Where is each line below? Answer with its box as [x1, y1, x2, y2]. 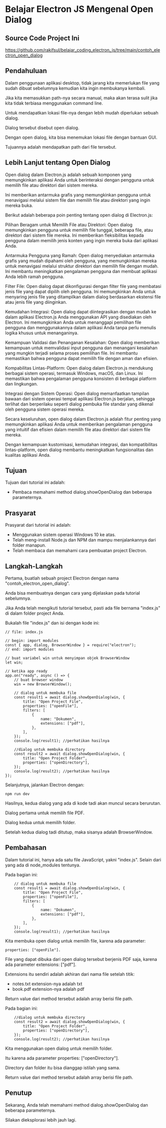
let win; [5, 660, 23, 665]
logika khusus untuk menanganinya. [5, 330, 79, 336]
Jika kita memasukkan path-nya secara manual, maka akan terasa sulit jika [5, 94, 158, 100]
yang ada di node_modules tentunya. [5, 862, 81, 868]
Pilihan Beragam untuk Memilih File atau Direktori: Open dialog [5, 221, 133, 227]
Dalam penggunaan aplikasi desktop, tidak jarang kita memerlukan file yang [5, 80, 160, 86]
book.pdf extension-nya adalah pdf [12, 986, 85, 992]
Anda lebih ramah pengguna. [5, 274, 64, 280]
